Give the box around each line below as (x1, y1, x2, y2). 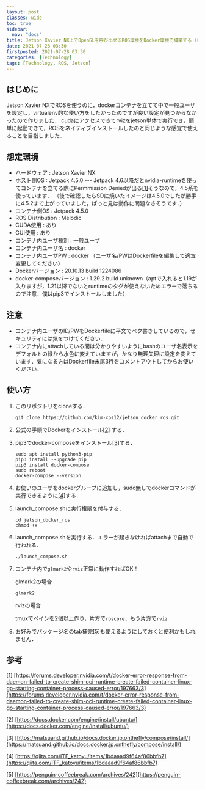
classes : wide (6, 15, 43, 21)
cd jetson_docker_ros (15, 517, 70, 523)
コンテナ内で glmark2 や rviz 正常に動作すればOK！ (15, 565, 139, 572)
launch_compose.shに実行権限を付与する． (15, 505, 125, 512)
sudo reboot (15, 467, 46, 474)
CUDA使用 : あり (15, 221, 57, 229)
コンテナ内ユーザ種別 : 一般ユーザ (15, 236, 101, 244)
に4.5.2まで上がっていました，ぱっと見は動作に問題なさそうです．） (15, 200, 185, 207)
